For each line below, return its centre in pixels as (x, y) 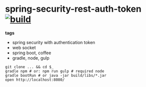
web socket (24, 47)
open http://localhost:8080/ (35, 80)
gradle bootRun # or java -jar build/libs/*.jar (56, 75)
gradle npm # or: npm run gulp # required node (55, 71)
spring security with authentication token (54, 42)
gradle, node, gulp (31, 58)
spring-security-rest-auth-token (73, 9)
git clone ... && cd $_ (29, 67)
